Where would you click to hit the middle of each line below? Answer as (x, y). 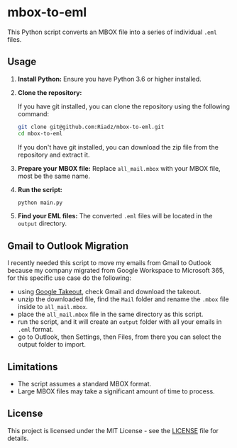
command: (33, 113)
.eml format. (35, 330)
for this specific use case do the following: (69, 278)
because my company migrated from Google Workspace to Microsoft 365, (116, 271)
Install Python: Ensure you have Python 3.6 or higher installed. (110, 79)
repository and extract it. (54, 155)
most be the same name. (54, 176)
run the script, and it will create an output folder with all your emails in (120, 322)
